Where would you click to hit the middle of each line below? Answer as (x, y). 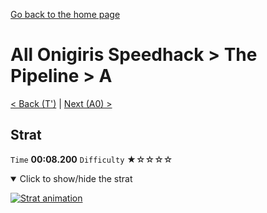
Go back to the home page (65, 14)
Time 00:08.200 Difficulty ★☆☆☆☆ (91, 159)
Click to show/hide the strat (76, 178)
